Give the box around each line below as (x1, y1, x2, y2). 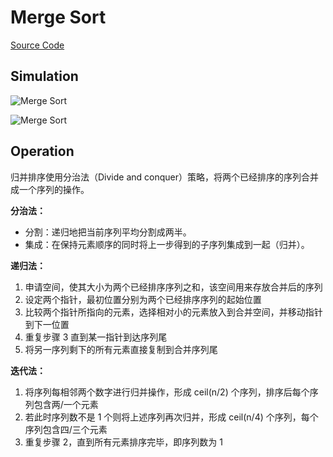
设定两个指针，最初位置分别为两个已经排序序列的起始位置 (24, 293, 262, 305)
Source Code (10, 39, 65, 51)
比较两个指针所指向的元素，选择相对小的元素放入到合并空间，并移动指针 (24, 306, 323, 318)
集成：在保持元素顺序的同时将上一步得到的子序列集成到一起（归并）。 (24, 238, 310, 250)
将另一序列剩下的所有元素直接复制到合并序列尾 (24, 343, 218, 355)
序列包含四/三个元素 (24, 423, 108, 435)
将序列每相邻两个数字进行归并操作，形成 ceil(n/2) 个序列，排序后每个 (24, 386, 310, 398)
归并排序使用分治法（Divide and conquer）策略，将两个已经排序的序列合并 (10, 171, 320, 183)
